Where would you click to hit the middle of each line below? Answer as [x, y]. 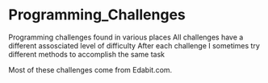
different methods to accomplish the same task [87, 54]
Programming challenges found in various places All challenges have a [126, 37]
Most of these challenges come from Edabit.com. [90, 69]
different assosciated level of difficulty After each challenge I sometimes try [134, 45]
